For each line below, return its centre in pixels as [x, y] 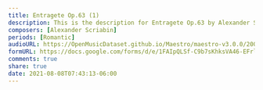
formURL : [22, 52]
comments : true [33, 59]
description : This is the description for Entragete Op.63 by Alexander [129, 23]
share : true [27, 67]
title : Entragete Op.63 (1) [54, 15]
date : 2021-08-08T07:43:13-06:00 [63, 74]
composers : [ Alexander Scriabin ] [63, 30]
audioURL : [24, 45]
